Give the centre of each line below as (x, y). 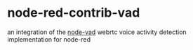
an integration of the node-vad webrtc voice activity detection (97, 32)
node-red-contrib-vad (74, 13)
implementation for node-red (49, 39)
